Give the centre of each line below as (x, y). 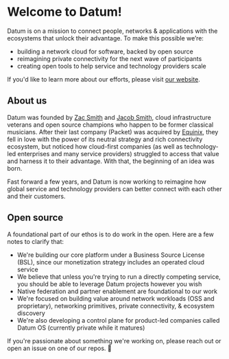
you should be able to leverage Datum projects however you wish (109, 284)
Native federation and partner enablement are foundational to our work (117, 291)
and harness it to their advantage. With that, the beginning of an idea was (111, 161)
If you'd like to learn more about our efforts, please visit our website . (104, 79)
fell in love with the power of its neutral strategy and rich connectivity (105, 139)
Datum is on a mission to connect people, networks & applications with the (112, 31)
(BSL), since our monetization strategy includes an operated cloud (110, 262)
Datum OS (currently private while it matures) (81, 327)
